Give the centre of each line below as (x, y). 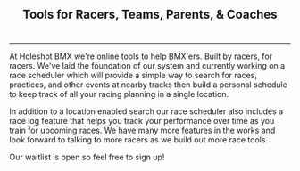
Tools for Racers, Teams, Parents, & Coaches (150, 15)
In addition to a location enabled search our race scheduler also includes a (146, 111)
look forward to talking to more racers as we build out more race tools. (139, 139)
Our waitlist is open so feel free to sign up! (87, 157)
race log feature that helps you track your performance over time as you (142, 120)
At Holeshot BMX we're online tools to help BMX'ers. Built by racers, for (141, 56)
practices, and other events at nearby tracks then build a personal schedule (148, 85)
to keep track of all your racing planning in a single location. (119, 94)
